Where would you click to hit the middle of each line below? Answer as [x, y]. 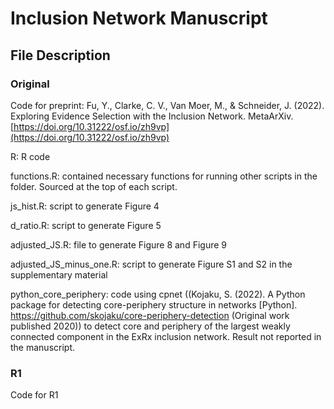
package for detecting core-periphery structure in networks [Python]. [154, 304]
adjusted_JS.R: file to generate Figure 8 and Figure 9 [118, 244]
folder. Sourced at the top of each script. [94, 186]
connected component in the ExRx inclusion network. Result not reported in [166, 336]
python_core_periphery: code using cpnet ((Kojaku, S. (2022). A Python [158, 294]
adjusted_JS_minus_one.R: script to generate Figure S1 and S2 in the [151, 264]
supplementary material [59, 274]
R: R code [30, 156]
